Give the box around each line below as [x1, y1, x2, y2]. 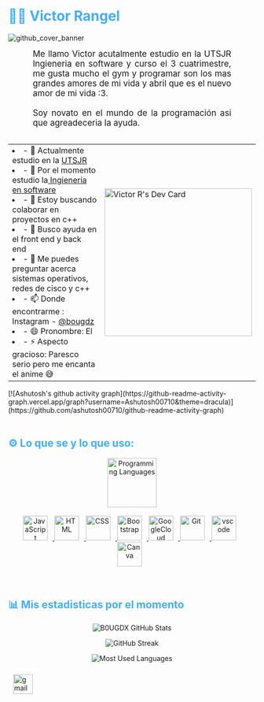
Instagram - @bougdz [12, 315, 95, 326]
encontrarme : [12, 306, 64, 317]
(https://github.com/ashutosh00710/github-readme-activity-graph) [8, 405, 225, 414]
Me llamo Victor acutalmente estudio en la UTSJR [32, 48, 232, 59]
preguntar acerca [12, 263, 76, 274]
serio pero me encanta [12, 358, 96, 370]
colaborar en [12, 204, 60, 215]
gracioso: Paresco [12, 348, 79, 359]
